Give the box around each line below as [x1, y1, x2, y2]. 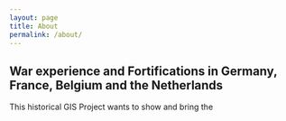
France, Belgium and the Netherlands [9, 78, 224, 93]
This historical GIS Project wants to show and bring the [9, 101, 214, 113]
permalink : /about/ [9, 30, 83, 39]
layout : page [9, 13, 59, 23]
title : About [9, 22, 59, 31]
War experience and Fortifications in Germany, [9, 63, 278, 79]
